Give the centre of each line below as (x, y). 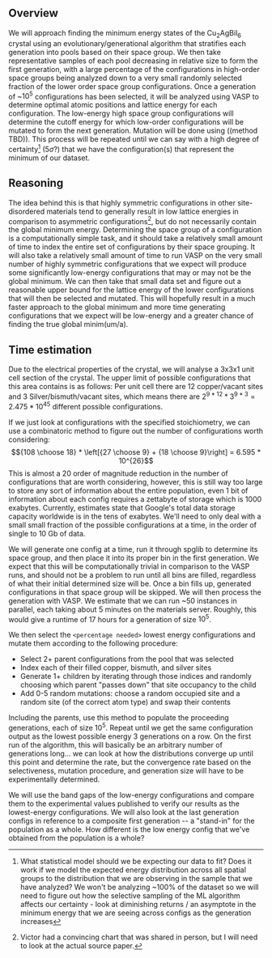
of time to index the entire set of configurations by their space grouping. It (132, 247)
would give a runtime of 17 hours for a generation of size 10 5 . (110, 618)
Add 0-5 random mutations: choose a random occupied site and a (130, 693)
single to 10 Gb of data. (47, 533)
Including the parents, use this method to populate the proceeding (119, 718)
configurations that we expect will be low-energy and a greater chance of (131, 316)
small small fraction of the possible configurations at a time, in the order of (133, 524)
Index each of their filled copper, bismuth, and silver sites (116, 668)
